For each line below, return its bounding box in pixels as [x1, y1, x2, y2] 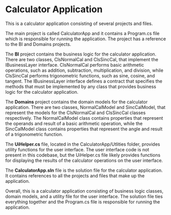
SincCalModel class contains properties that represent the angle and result [5, 126, 163, 132]
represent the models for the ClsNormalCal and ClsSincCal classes [5, 110, 146, 116]
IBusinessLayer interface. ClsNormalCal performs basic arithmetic [5, 62, 144, 68]
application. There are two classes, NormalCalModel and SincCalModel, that [5, 104, 166, 110]
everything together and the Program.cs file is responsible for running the [5, 199, 160, 205]
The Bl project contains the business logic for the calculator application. [5, 51, 157, 57]
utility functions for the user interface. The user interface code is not [5, 146, 150, 152]
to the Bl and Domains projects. [5, 41, 71, 47]
